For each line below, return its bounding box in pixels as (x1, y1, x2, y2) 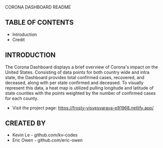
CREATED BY (5, 119, 46, 127)
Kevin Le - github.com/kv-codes (12, 132, 78, 138)
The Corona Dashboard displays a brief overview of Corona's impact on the (5, 64, 158, 70)
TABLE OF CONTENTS (5, 18, 74, 27)
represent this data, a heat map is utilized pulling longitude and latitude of (5, 85, 154, 90)
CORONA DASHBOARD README (5, 4, 71, 10)
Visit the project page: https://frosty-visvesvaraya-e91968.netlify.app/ (12, 105, 154, 111)
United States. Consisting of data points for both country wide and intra (5, 69, 150, 75)
